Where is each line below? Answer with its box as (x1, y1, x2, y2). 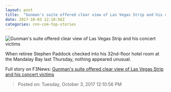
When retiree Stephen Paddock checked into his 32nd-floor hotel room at (5, 51, 159, 57)
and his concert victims (5, 72, 54, 78)
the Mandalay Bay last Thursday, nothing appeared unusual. (5, 56, 131, 63)
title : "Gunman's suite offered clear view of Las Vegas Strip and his (5, 12, 163, 17)
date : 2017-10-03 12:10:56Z (5, 17, 65, 22)
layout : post (5, 7, 33, 13)
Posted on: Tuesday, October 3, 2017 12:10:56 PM (17, 81, 122, 87)
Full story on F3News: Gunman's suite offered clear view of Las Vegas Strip (5, 66, 164, 72)
